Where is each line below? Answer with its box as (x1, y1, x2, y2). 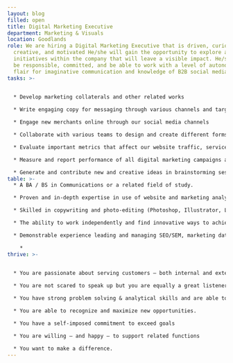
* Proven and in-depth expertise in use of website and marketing (13, 194, 209, 201)
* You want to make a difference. (13, 345, 113, 352)
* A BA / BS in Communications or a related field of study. (13, 182, 194, 189)
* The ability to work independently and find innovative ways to (13, 219, 209, 226)
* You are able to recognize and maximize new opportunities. (13, 307, 197, 314)
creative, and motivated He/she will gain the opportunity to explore (13, 49, 222, 56)
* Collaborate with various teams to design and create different (13, 131, 209, 138)
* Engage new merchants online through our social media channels (13, 119, 209, 126)
